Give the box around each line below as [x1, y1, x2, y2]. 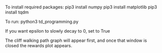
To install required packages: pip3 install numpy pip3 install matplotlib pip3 [5, 4, 157, 10]
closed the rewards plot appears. [5, 43, 73, 48]
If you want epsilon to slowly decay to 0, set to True [5, 28, 110, 34]
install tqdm [5, 9, 29, 15]
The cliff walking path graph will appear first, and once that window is [5, 37, 147, 43]
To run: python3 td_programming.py [5, 19, 79, 24]
